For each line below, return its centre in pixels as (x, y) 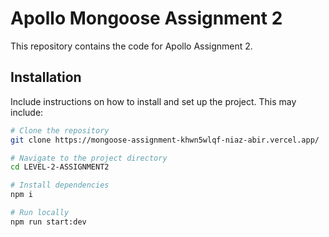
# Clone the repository (60, 130)
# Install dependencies (60, 185)
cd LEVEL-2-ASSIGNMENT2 (60, 167)
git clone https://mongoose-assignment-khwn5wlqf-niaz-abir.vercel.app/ (165, 140)
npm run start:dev (48, 222)
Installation (46, 77)
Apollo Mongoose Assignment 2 (146, 18)
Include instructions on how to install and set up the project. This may (153, 101)
